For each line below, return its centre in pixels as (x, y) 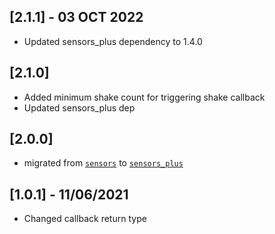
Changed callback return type (85, 219)
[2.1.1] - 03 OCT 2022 (76, 17)
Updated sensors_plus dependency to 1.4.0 (113, 41)
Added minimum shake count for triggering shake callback (144, 97)
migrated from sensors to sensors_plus (103, 163)
